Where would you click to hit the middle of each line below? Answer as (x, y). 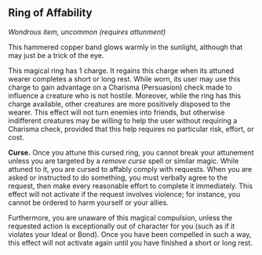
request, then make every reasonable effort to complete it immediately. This (131, 186)
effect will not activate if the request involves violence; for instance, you (124, 194)
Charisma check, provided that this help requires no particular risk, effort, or (131, 129)
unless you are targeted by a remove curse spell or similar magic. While (124, 161)
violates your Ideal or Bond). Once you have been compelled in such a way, (130, 234)
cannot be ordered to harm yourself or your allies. (88, 202)
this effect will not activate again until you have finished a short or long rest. (131, 242)
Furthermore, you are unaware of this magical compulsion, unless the (120, 217)
